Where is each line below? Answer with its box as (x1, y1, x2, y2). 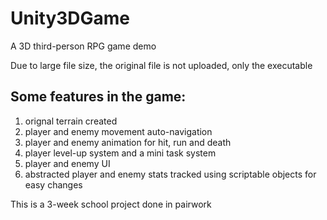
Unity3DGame (10, 7, 131, 30)
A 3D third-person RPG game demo (10, 40, 157, 52)
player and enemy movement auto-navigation (24, 125, 213, 137)
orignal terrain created (24, 115, 118, 127)
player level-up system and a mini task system (24, 147, 217, 159)
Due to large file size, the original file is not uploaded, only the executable (10, 59, 313, 71)
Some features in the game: (10, 88, 187, 106)
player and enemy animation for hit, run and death (24, 136, 232, 148)
